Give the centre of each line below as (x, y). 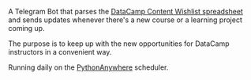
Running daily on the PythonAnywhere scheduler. (88, 67)
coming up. (26, 28)
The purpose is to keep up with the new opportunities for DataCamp (119, 44)
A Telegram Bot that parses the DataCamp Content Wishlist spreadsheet (126, 11)
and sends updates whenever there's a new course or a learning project (125, 20)
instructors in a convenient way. (60, 52)
